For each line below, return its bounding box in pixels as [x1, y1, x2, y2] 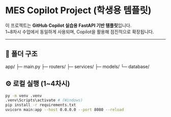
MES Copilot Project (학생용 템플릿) [5, 5, 152, 16]
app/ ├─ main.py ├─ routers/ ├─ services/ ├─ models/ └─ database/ [5, 63, 150, 69]
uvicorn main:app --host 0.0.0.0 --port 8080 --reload [5, 107, 124, 112]
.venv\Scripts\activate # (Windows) [5, 98, 83, 103]
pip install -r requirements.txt [5, 102, 76, 108]
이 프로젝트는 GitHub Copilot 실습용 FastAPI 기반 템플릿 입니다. [5, 22, 132, 28]
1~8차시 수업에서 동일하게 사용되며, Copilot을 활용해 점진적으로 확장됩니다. [5, 28, 154, 34]
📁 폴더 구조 [5, 50, 38, 58]
